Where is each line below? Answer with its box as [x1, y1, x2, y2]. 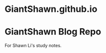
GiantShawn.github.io [4, 3, 98, 15]
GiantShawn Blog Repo [4, 26, 102, 38]
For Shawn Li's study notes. [4, 43, 62, 49]
